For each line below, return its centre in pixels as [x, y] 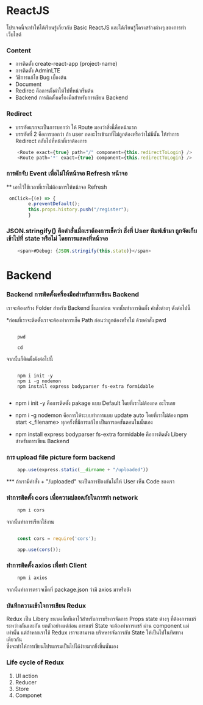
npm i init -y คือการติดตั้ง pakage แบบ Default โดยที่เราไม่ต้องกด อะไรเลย [95, 403]
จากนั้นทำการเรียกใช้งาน [30, 522]
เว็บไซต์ [14, 34]
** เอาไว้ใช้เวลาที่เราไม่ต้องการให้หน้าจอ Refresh [57, 187]
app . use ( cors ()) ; [39, 549]
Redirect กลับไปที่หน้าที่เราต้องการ [51, 141]
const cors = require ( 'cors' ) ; [57, 539]
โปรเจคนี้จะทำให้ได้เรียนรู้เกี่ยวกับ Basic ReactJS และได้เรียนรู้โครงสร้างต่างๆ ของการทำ [96, 27]
